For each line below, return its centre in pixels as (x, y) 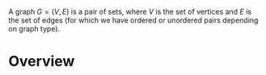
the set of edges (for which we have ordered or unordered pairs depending (133, 20)
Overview (42, 62)
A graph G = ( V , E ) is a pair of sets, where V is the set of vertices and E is (130, 12)
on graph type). (34, 29)
